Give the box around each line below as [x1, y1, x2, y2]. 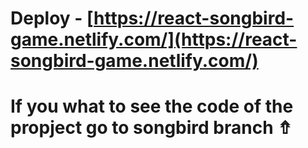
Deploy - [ [10, 7, 95, 30]
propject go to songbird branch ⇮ [10, 117, 293, 139]
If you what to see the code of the [10, 95, 294, 118]
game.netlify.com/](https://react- [10, 28, 298, 51]
